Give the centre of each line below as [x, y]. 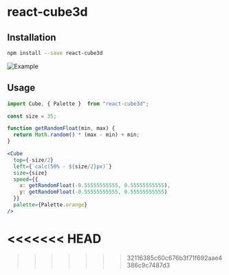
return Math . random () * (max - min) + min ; [76, 135]
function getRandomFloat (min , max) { [61, 129]
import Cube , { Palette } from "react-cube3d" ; [78, 104]
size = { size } [31, 173]
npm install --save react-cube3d [55, 53]
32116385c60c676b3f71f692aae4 [175, 258]
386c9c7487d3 [149, 265]
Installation [32, 37]
